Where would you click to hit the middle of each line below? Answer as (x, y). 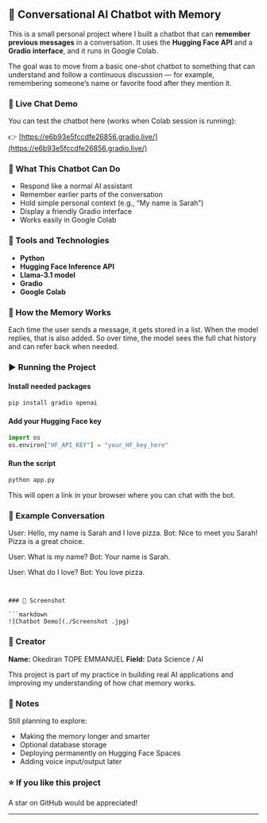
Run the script (32, 463)
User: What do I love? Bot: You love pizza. (77, 573)
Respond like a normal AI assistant (76, 186)
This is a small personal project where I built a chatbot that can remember (130, 33)
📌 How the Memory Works (60, 313)
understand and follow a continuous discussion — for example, (111, 74)
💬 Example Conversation (57, 515)
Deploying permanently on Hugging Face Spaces (100, 753)
